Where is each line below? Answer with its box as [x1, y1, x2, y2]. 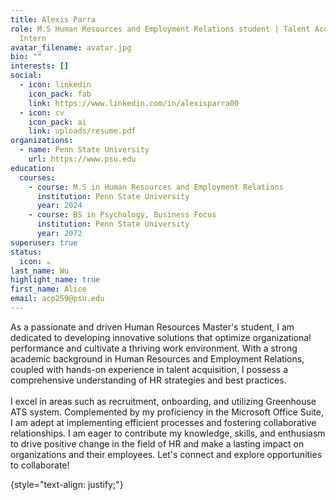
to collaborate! [10, 459, 70, 471]
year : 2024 [36, 201, 83, 211]
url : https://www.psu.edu [28, 154, 137, 164]
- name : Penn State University [19, 145, 150, 155]
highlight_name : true [10, 275, 101, 285]
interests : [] [10, 61, 70, 71]
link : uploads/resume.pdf [28, 126, 137, 136]
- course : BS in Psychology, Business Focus [28, 210, 217, 220]
